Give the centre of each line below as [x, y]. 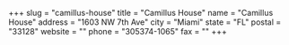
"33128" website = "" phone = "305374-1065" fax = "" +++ [118, 31]
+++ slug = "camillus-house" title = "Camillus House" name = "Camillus [141, 13]
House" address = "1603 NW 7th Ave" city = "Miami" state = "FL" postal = [145, 22]
